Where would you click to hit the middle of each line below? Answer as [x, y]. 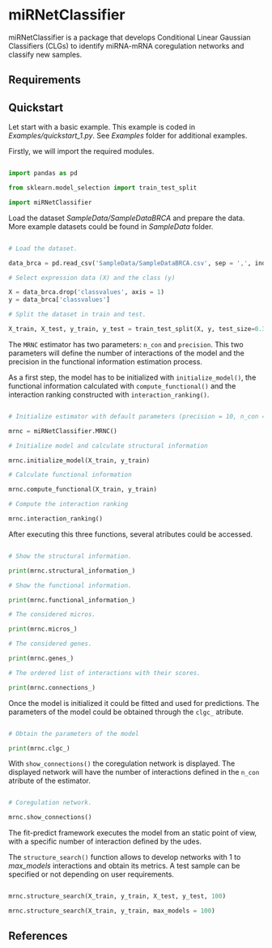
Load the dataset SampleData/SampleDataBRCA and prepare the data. [127, 218]
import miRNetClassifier [50, 202]
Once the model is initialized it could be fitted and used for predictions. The [134, 703]
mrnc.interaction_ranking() [56, 519]
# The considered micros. [52, 614]
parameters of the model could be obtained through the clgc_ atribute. [126, 712]
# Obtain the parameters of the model [74, 733]
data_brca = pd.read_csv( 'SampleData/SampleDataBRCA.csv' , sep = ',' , [130, 263]
